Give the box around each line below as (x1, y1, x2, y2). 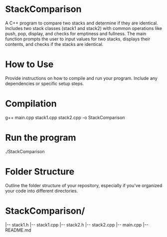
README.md (5, 227, 31, 233)
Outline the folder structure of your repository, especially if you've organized (5, 182, 163, 188)
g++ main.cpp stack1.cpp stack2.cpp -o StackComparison (5, 114, 125, 120)
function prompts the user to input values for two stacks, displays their (5, 36, 151, 42)
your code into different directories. (5, 188, 78, 194)
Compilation (5, 98, 57, 109)
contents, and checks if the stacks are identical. (5, 41, 104, 47)
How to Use (5, 59, 54, 70)
